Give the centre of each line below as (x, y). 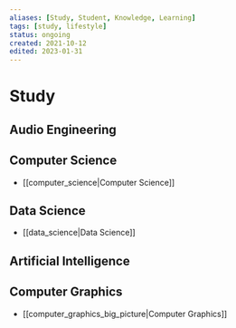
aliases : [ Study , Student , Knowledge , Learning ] (103, 18)
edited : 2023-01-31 (46, 52)
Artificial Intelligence (70, 260)
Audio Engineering (63, 129)
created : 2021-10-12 (48, 43)
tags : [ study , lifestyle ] (58, 26)
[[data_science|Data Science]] (79, 233)
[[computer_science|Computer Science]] (99, 182)
